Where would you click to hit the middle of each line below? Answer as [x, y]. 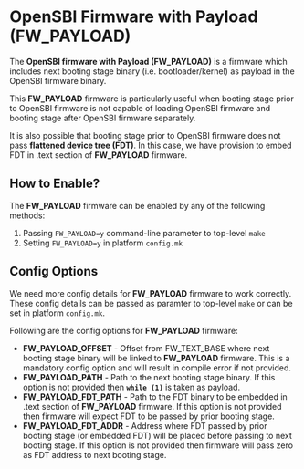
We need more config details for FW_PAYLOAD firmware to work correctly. [151, 293]
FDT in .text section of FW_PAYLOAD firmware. [99, 155]
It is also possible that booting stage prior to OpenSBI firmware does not [145, 135]
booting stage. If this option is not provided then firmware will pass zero [158, 445]
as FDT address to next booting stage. [94, 454]
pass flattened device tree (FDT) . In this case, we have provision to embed [151, 145]
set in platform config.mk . [58, 313]
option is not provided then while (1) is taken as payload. [131, 387]
